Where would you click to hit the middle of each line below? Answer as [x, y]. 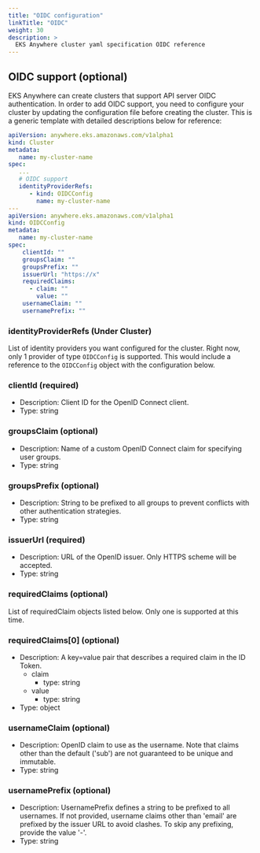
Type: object [40, 707]
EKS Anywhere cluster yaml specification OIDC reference [110, 45]
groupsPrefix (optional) [54, 485]
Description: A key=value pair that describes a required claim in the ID [132, 657]
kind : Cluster [31, 143]
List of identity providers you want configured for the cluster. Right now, [125, 348]
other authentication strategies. [70, 511]
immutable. [38, 762]
